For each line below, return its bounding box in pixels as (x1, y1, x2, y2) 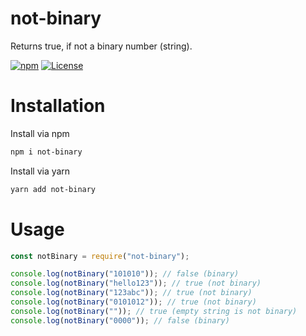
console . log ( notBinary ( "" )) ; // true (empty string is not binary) (10, 306, 298, 316)
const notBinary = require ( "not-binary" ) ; (10, 251, 190, 261)
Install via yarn (10, 165, 71, 177)
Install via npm (10, 127, 70, 139)
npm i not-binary (10, 147, 83, 157)
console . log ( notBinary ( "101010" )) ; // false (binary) (10, 269, 240, 279)
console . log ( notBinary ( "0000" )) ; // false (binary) (10, 315, 230, 326)
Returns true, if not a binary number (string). (10, 40, 193, 52)
